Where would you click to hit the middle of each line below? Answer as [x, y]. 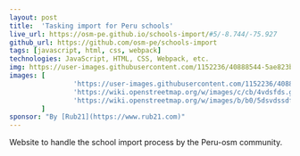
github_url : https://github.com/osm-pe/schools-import [113, 42]
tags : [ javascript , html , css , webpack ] [86, 51]
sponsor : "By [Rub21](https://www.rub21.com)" [97, 117]
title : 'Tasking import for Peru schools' [92, 26]
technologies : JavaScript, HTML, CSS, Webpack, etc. [109, 59]
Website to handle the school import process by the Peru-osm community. [146, 143]
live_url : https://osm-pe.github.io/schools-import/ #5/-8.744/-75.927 [143, 34]
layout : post [33, 17]
